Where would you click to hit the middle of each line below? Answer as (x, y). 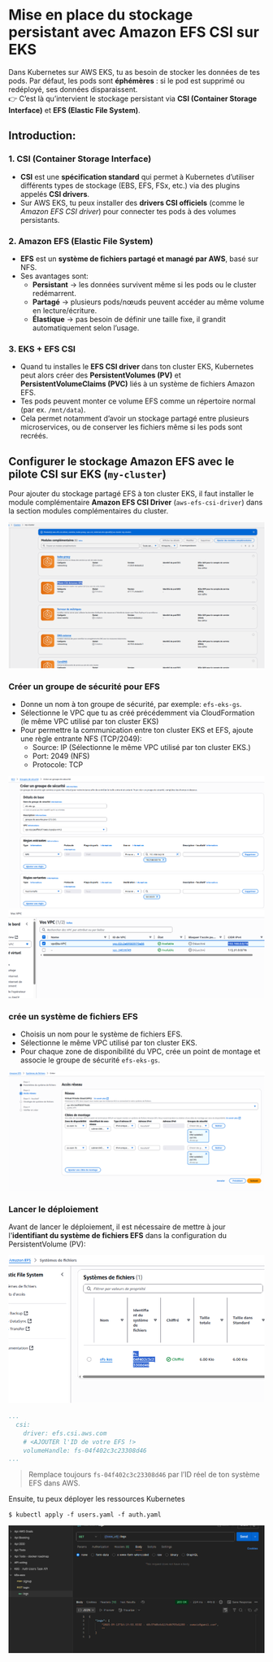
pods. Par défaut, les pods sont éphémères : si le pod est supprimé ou (127, 81)
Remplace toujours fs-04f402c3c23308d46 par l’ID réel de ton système (144, 1475)
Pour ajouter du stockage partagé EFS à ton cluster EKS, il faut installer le (131, 494)
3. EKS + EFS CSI (42, 349)
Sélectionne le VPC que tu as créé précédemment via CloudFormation (137, 713)
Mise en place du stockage (101, 15)
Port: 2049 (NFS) (61, 756)
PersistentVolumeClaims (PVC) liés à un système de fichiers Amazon (137, 384)
